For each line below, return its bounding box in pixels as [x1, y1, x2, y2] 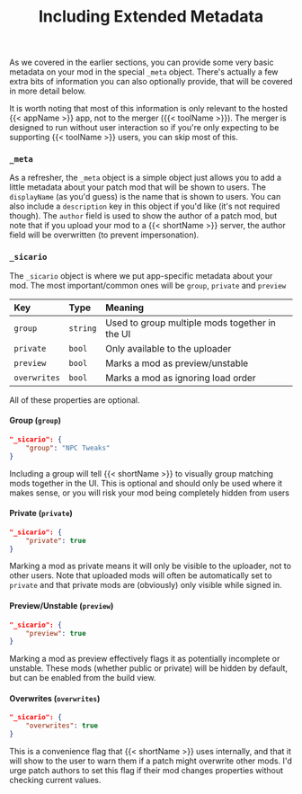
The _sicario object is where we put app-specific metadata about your [9, 270, 273, 281]
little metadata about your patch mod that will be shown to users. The [9, 182, 267, 192]
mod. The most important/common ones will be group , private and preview [9, 280, 287, 290]
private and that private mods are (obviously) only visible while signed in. [9, 580, 283, 591]
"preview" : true [25, 629, 87, 638]
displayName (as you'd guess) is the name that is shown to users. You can [9, 192, 281, 202]
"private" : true [25, 536, 87, 545]
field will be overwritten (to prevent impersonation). [9, 229, 200, 240]
